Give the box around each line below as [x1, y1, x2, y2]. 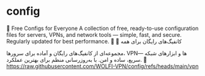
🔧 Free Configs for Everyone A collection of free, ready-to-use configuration [6, 25, 199, 32]
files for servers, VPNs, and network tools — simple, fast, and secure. [6, 31, 182, 38]
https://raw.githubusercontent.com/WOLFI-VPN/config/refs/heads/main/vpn [6, 63, 199, 70]
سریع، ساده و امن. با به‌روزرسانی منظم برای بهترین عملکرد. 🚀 [6, 56, 147, 63]
